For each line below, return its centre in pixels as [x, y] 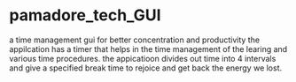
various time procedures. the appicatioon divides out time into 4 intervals [143, 58]
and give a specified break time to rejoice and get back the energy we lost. [146, 68]
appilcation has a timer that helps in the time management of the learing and [148, 48]
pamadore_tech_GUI [85, 15]
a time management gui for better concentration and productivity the [134, 40]
